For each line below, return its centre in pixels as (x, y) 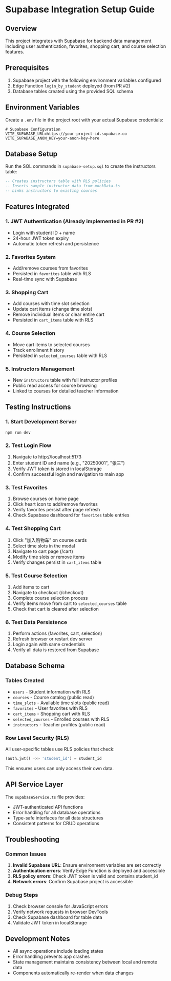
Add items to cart (31, 587)
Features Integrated (38, 207)
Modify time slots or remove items (49, 557)
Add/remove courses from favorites (50, 268)
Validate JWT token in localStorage (50, 922)
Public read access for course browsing (55, 385)
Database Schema (35, 666)
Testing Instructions (38, 407)
